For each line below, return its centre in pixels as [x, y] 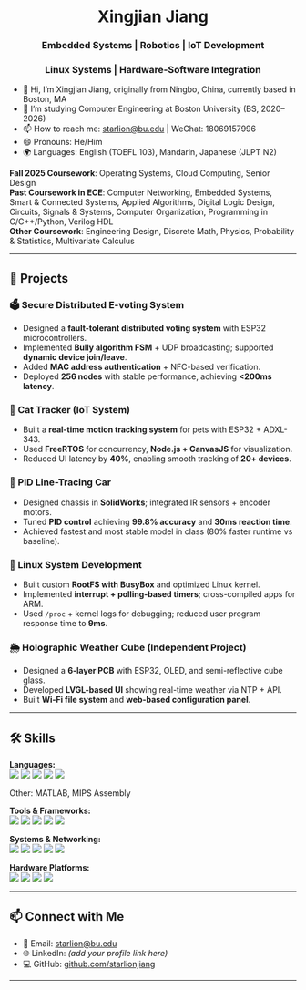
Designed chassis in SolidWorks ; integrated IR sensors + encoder [147, 502]
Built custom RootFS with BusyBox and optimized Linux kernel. [142, 584]
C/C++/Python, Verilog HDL [61, 222]
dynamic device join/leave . [75, 357]
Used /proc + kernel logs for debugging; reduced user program [142, 614]
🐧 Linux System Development [76, 564]
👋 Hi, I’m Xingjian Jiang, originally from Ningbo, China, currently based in [159, 89]
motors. [37, 511]
